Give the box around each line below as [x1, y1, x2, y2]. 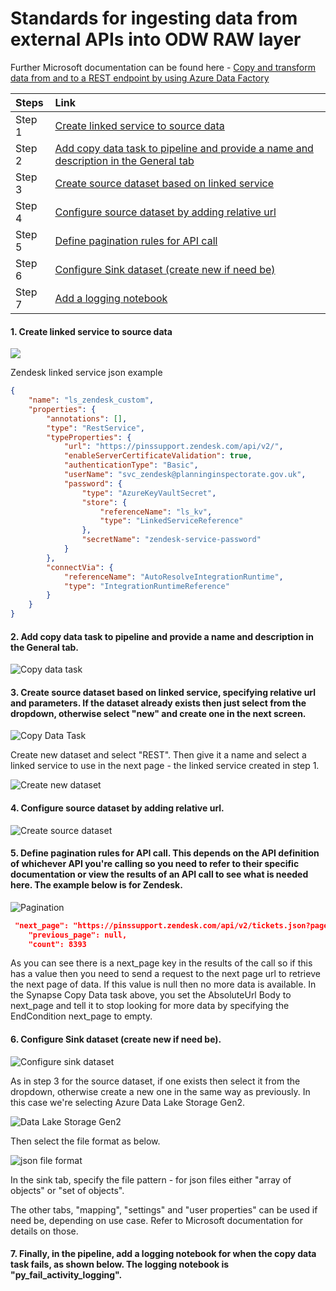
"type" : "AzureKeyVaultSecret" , [81, 488, 217, 498]
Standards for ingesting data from [10, 7, 298, 30]
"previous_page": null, [28, 930, 128, 940]
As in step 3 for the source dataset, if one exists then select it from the [10, 1075, 301, 1087]
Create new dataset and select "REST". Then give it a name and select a [10, 749, 307, 761]
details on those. [10, 1225, 79, 1237]
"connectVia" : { [46, 562, 114, 572]
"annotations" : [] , [46, 413, 128, 424]
